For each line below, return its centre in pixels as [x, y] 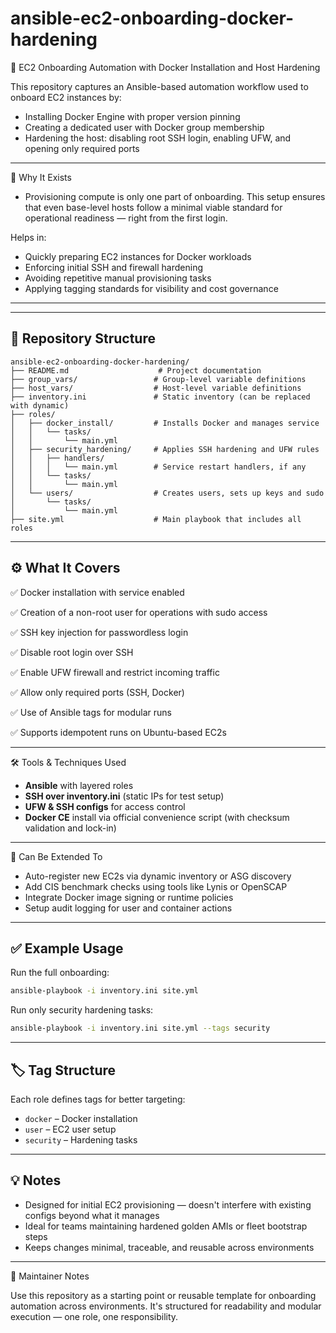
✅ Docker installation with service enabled [97, 592]
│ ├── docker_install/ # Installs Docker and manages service [165, 423]
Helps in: [28, 237]
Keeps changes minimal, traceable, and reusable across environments [169, 1247]
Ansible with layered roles [79, 785]
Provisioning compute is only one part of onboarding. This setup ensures [175, 196]
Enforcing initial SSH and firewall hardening [114, 267]
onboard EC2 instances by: [66, 97]
